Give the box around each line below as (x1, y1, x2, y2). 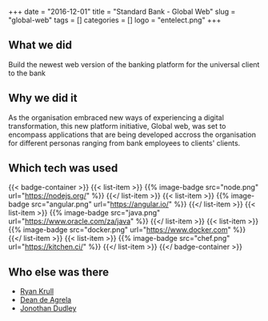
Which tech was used (8, 162, 118, 175)
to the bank (8, 68, 46, 78)
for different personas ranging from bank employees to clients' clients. (8, 138, 241, 147)
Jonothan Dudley (19, 303, 77, 313)
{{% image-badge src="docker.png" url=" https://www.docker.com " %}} (8, 225, 246, 235)
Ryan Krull (19, 287, 54, 296)
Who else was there (8, 265, 110, 279)
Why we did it (8, 91, 78, 105)
